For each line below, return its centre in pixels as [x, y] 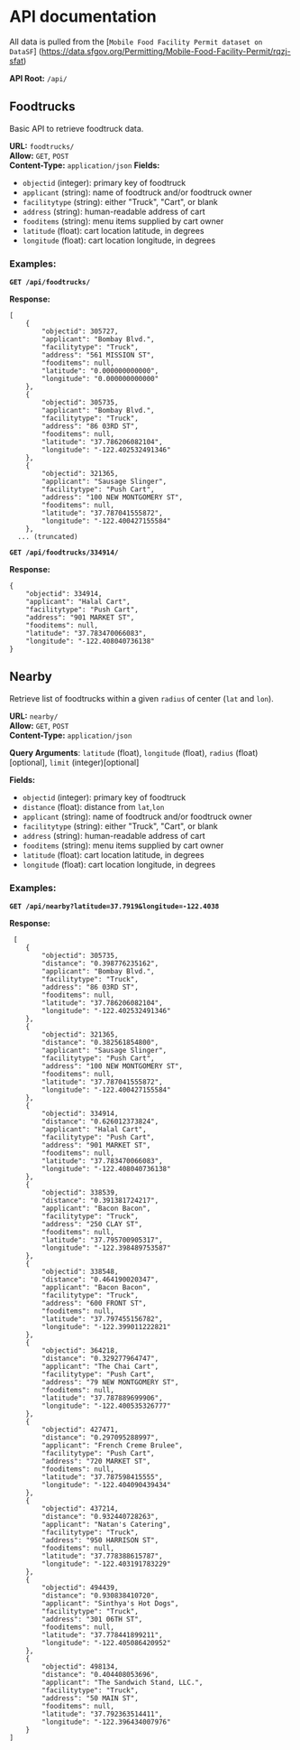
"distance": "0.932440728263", [100, 1517]
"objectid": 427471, [80, 1430]
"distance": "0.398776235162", [100, 963]
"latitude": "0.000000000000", [100, 371]
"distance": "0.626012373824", [100, 1122]
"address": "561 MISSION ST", [98, 355]
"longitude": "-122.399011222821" [106, 1327]
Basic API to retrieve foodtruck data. [77, 128]
